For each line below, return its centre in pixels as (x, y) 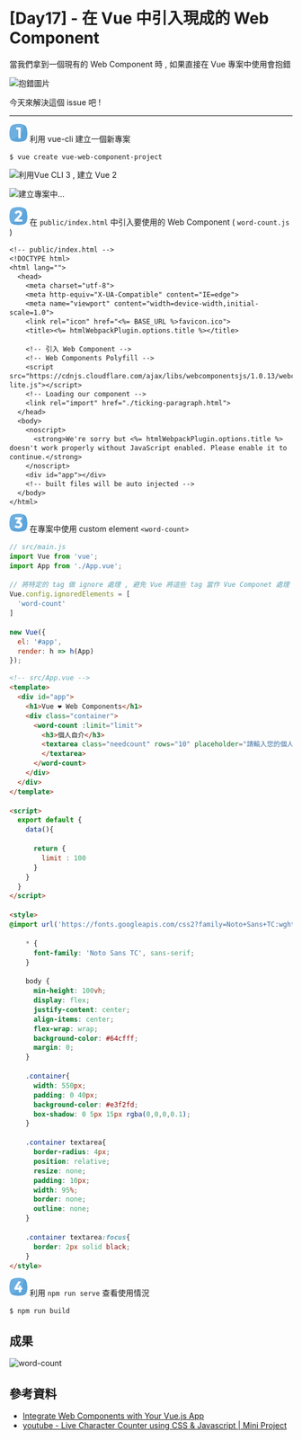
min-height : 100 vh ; (69, 991)
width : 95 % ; (55, 1190)
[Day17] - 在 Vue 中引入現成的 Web (139, 18)
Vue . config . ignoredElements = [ (70, 594)
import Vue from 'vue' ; (54, 556)
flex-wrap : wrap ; (66, 1029)
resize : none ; (60, 1171)
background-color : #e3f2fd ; (86, 1105)
